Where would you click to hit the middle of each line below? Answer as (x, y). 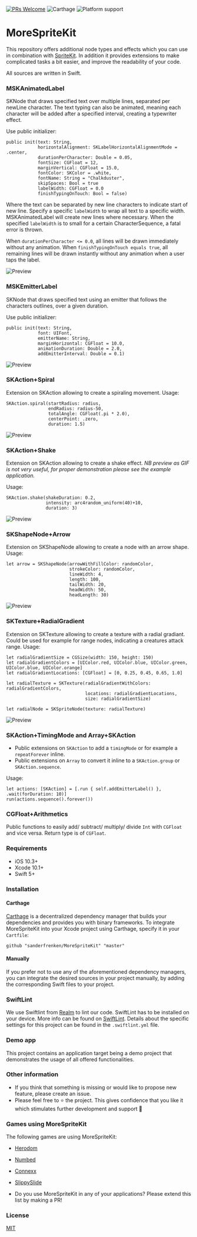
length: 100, (85, 580)
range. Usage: (23, 646)
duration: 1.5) (66, 424)
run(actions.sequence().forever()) (50, 799)
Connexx (26, 1171)
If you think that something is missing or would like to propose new (96, 1087)
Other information (32, 1074)
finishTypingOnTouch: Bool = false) (82, 194)
